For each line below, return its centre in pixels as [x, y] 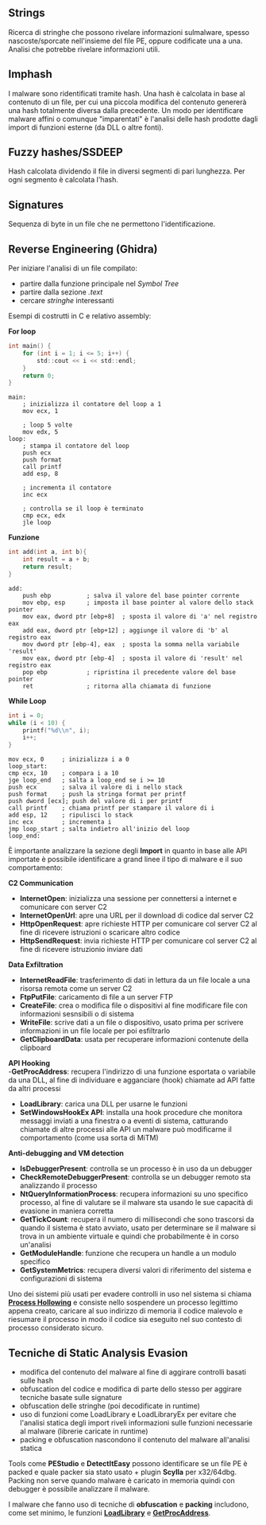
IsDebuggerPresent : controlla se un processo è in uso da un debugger [136, 1168]
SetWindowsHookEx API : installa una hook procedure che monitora [131, 1113]
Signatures [36, 205]
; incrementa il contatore [67, 488]
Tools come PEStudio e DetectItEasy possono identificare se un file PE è [128, 1463]
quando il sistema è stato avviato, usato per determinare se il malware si [138, 1228]
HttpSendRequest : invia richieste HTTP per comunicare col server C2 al [138, 941]
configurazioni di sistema [61, 1279]
